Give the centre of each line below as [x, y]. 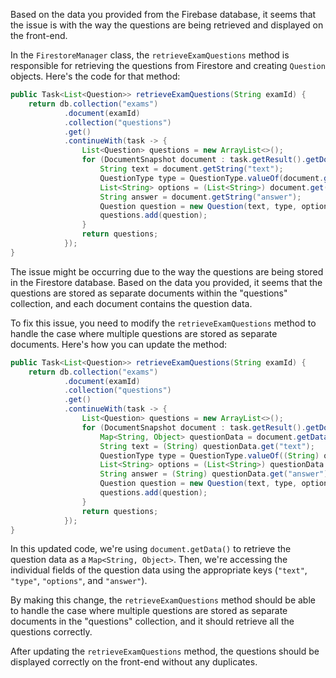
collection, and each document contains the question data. [131, 303]
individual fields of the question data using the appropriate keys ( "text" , [159, 570]
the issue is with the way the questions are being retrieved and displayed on [167, 25]
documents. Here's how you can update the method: [119, 344]
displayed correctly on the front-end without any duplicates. [134, 662]
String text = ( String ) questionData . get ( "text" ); [207, 446]
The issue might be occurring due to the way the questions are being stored [167, 271]
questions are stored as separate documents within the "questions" [149, 293]
